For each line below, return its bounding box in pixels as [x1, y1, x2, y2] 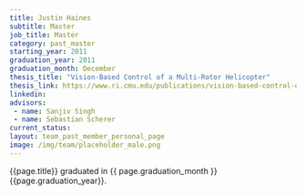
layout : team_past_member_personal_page [9, 132, 166, 141]
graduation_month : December [9, 65, 117, 74]
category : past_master [9, 38, 96, 48]
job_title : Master [9, 30, 79, 39]
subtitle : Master [9, 22, 76, 31]
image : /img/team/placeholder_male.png [9, 140, 161, 149]
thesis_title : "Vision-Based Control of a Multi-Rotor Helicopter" [9, 73, 271, 82]
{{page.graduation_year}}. [9, 175, 107, 186]
